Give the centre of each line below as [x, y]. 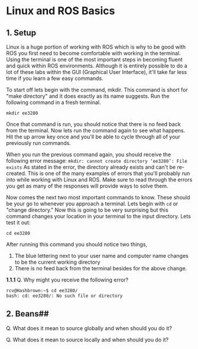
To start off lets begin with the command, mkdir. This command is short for [97, 90]
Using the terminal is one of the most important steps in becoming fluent [95, 59]
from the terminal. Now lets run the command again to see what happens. [96, 130]
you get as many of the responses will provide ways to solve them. [87, 186]
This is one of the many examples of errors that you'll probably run [109, 173]
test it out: [18, 222]
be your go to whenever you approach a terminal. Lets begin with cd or [92, 203]
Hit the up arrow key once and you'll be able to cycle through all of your [93, 137]
